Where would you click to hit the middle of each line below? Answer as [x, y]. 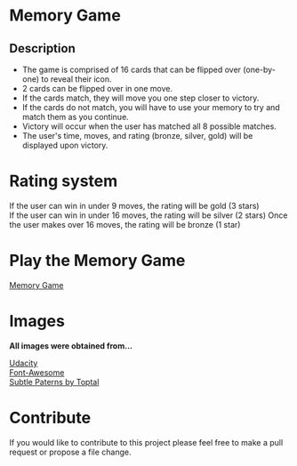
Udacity [24, 363]
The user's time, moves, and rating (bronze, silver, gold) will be [137, 136]
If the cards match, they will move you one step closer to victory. [140, 98]
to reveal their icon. [77, 79]
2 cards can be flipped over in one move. [97, 88]
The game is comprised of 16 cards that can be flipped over [132, 69]
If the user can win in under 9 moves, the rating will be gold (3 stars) [134, 205]
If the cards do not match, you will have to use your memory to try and [151, 107]
